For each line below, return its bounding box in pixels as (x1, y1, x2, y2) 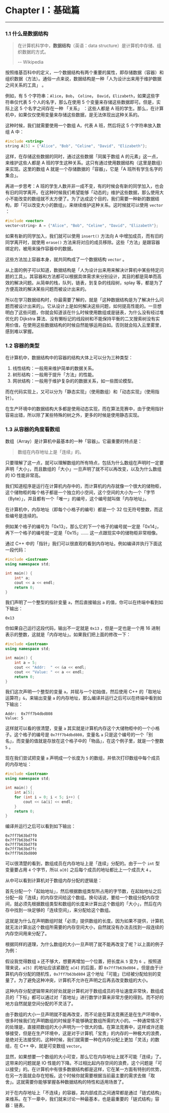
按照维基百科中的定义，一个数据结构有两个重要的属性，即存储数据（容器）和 (5, 69, 164, 76)
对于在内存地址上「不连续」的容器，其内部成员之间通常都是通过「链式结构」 (5, 1090, 164, 1096)
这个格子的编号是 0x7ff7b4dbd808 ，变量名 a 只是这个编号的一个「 (14, 732, 149, 738)
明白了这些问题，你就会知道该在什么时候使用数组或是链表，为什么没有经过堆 (5, 309, 164, 315)
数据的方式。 (22, 49, 49, 55)
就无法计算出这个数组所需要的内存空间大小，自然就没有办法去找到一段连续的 (5, 924, 164, 930)
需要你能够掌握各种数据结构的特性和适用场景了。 (25, 1079, 127, 1085)
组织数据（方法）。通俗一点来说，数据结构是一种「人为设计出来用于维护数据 (5, 76, 162, 82)
